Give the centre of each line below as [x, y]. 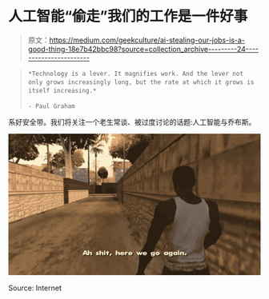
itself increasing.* [62, 90]
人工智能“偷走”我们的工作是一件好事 [128, 16]
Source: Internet [35, 288]
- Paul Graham [51, 106]
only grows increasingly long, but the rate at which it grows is [141, 82]
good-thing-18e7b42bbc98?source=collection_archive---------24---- [143, 49]
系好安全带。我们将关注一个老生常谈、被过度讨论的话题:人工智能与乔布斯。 [132, 122]
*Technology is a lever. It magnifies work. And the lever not [136, 74]
